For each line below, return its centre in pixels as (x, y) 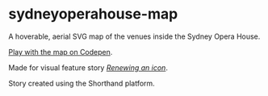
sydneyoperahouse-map (93, 14)
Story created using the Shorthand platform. (82, 83)
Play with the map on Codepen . (61, 52)
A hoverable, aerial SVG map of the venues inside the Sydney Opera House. (134, 36)
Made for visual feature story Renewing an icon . (88, 67)
